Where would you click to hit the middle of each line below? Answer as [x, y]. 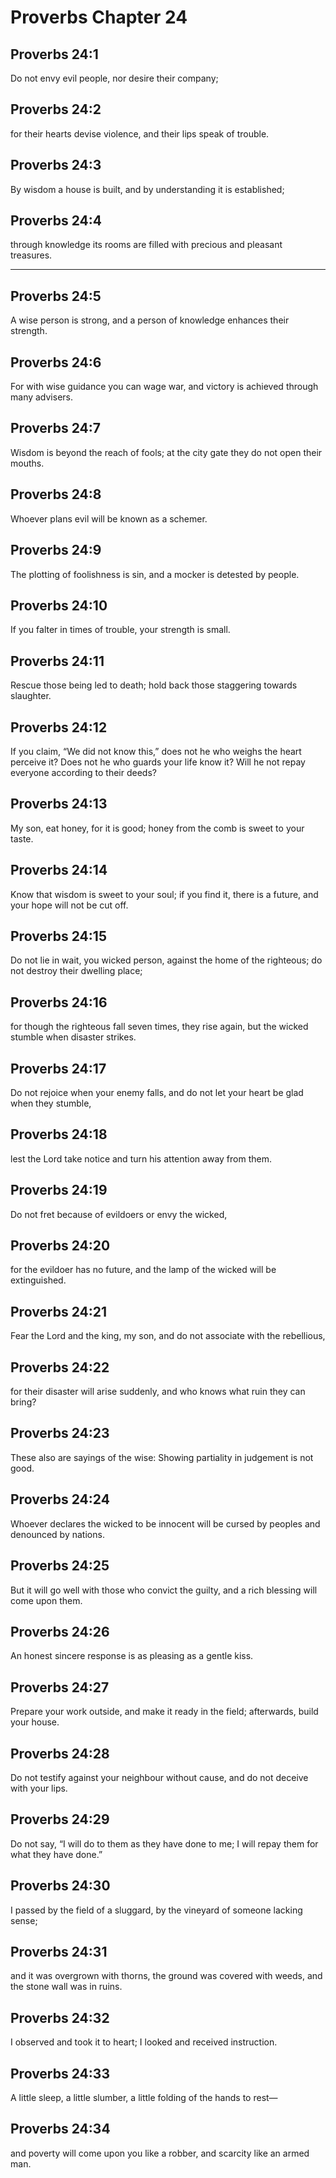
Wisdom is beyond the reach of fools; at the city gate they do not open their [166, 452]
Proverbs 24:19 [59, 1190]
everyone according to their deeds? [83, 772]
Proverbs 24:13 [59, 804]
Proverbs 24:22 [60, 1367]
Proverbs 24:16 [59, 1002]
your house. [35, 1722]
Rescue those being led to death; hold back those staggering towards [154, 685]
